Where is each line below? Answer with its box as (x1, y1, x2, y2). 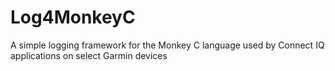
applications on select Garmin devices (10, 49, 168, 61)
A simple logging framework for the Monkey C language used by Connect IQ (10, 39, 325, 51)
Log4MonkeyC (10, 6, 136, 29)
